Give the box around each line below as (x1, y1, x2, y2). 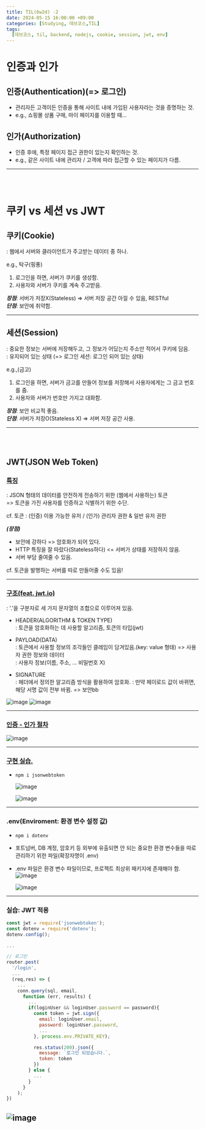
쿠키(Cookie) (6, 230, 55, 241)
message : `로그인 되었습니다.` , (38, 1050, 111, 1056)
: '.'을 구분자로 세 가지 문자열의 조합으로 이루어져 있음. (6, 604, 134, 612)
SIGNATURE (15, 671, 46, 678)
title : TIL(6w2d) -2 (6, 9, 59, 15)
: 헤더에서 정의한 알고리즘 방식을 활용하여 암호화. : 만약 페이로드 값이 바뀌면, (15, 678, 196, 685)
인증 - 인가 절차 (6, 720, 49, 729)
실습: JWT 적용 (6, 905, 49, 914)
